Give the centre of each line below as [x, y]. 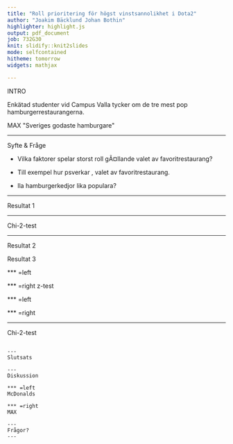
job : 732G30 [24, 40]
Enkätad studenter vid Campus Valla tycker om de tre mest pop [98, 104]
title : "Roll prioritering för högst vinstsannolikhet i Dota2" [102, 14]
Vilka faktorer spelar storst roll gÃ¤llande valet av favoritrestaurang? [115, 159]
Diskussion [23, 375]
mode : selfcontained [37, 53]
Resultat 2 [21, 245]
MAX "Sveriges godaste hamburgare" [61, 125]
